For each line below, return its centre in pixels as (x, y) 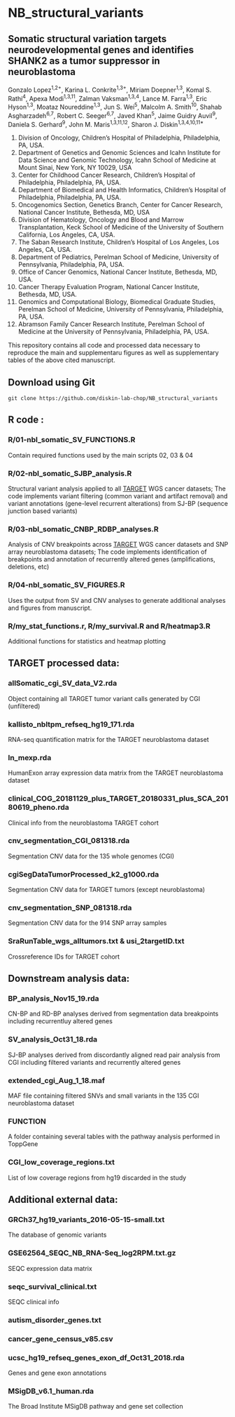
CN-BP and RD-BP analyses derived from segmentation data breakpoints (113, 1014)
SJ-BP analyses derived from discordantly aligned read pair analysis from (114, 1055)
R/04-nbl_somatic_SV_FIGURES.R (66, 585)
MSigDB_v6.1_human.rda (51, 1391)
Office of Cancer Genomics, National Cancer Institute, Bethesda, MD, (117, 272)
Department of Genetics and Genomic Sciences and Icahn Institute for (119, 153)
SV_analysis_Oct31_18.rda (52, 1039)
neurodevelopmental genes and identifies (101, 49)
